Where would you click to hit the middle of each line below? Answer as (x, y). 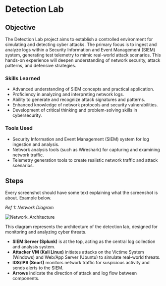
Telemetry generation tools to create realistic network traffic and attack (85, 160)
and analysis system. (34, 247)
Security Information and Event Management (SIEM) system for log (81, 139)
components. (26, 279)
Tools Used (19, 128)
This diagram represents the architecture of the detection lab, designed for (82, 227)
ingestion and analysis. (36, 144)
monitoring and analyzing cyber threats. (46, 232)
